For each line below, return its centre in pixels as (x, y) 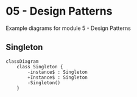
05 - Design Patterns (59, 11)
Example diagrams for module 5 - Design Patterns (68, 28)
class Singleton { (40, 66)
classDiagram (22, 61)
